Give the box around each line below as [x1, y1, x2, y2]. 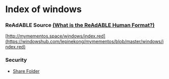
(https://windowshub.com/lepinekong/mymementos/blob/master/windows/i [5, 38, 164, 45]
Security [5, 57, 27, 64]
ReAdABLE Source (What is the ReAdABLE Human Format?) [5, 22, 155, 29]
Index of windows [5, 4, 82, 15]
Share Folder [12, 68, 40, 74]
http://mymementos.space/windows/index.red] [7, 33, 106, 39]
